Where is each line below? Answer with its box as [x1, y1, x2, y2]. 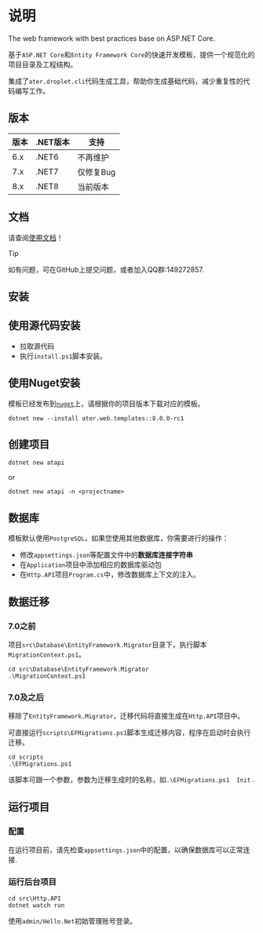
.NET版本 [35, 137, 70, 148]
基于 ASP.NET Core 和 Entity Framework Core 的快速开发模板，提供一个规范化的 [8, 49, 255, 59]
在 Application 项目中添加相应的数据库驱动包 [19, 560, 163, 569]
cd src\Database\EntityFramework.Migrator [8, 665, 149, 673]
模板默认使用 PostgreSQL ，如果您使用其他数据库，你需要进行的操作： [8, 533, 229, 543]
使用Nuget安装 [8, 376, 81, 390]
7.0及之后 [8, 692, 45, 703]
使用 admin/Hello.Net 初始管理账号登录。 [8, 917, 137, 926]
